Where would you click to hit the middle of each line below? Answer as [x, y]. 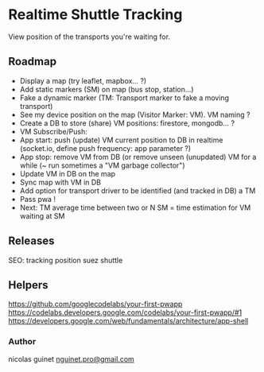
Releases [31, 241]
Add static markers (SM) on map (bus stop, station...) [107, 89]
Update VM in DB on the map [68, 173]
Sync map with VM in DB [60, 182]
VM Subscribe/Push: [53, 131]
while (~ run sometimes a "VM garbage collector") [102, 165]
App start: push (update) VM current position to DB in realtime [121, 140]
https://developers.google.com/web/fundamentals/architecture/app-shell [128, 321]
